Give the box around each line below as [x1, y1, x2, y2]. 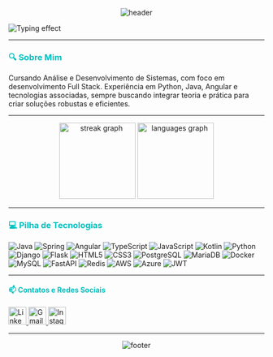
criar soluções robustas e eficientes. [8, 99, 131, 109]
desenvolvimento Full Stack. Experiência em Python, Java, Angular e [8, 82, 238, 92]
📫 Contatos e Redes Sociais [8, 285, 106, 295]
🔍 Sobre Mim [8, 51, 63, 62]
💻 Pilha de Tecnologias [8, 220, 103, 231]
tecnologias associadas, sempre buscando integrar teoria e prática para [8, 90, 249, 101]
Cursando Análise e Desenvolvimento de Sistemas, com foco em [8, 73, 225, 83]
